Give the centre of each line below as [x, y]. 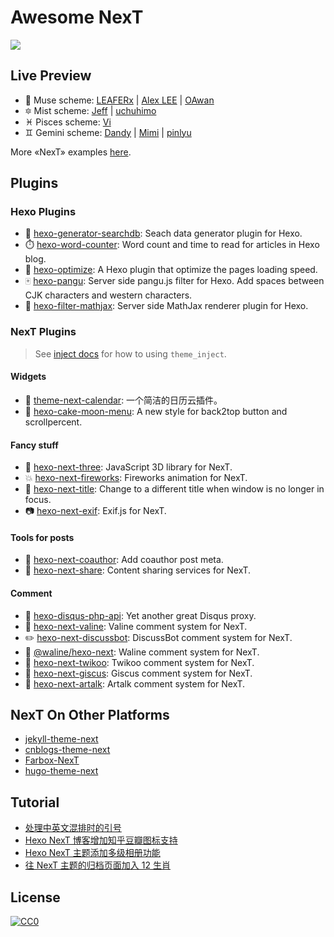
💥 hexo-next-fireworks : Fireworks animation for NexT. [136, 478]
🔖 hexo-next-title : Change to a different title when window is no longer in [174, 489]
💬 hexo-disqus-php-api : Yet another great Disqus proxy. [140, 615]
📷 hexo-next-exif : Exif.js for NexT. [95, 511]
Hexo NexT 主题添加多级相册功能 [92, 853]
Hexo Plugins [43, 212]
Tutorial [35, 802]
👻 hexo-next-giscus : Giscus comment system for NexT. [138, 673]
